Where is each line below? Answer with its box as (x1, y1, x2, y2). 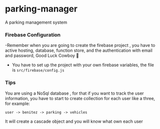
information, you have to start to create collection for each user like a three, (5, 95, 156, 101)
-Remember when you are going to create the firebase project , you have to (5, 43, 156, 48)
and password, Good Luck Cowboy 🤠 (5, 53, 79, 58)
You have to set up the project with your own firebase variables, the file (12, 62, 154, 68)
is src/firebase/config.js (12, 67, 65, 73)
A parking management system (5, 19, 68, 25)
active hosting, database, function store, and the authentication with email (5, 47, 153, 54)
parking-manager (5, 3, 78, 14)
